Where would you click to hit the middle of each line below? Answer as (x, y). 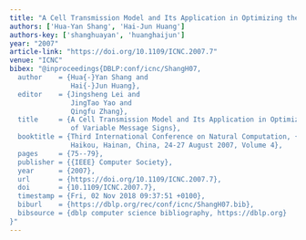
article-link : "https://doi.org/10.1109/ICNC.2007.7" (114, 52)
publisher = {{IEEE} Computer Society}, (95, 162)
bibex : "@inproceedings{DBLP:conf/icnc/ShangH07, (106, 69)
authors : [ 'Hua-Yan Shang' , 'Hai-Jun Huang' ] (97, 26)
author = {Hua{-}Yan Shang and (83, 78)
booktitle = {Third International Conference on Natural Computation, (154, 137)
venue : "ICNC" (36, 60)
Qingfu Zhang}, (99, 111)
